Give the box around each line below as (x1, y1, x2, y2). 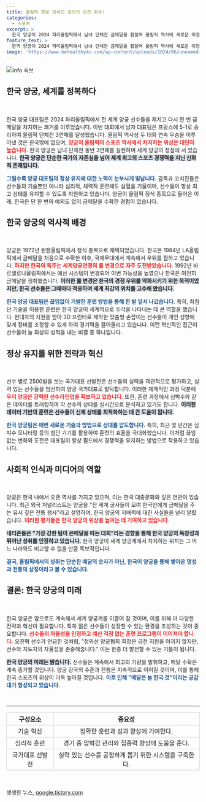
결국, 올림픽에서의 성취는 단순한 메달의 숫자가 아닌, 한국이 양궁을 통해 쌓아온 (6, 558, 186, 565)
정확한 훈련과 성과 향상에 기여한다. (79, 727, 174, 735)
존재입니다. (12, 161, 40, 169)
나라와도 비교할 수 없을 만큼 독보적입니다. (12, 545, 112, 552)
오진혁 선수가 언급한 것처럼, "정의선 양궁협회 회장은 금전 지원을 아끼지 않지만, (14, 638, 199, 645)
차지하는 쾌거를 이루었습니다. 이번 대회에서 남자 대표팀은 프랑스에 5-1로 (22, 123, 193, 131)
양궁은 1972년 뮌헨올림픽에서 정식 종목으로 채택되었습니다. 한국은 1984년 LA (6, 247, 189, 254)
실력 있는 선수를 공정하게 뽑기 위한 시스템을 (58, 750, 176, 759)
